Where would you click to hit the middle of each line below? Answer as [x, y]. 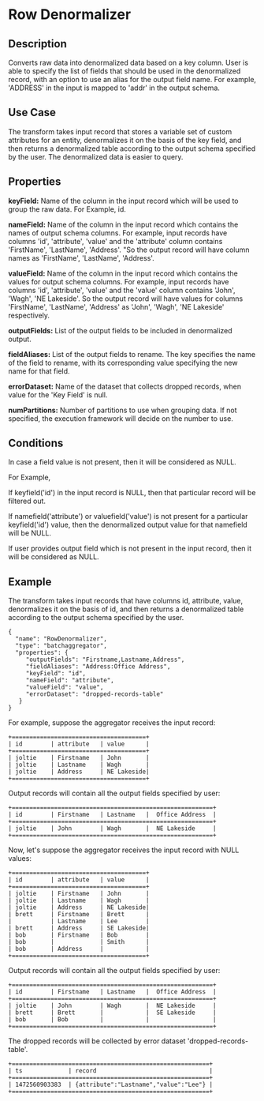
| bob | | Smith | [79, 942]
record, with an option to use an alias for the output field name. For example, [132, 79]
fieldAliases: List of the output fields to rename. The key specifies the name [132, 354]
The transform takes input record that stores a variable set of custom [120, 131]
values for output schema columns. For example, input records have [119, 281]
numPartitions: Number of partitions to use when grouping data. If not [123, 410]
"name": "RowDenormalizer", [61, 639]
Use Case [32, 113]
